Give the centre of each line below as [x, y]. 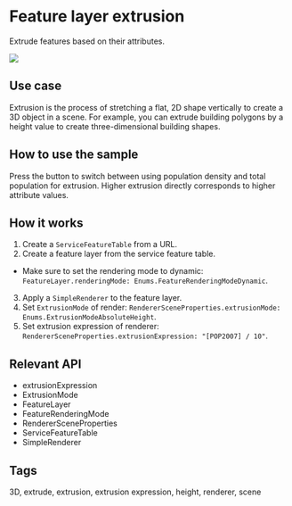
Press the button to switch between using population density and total [138, 176]
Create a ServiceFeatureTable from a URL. [100, 245]
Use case [36, 86]
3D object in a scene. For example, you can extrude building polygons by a [146, 117]
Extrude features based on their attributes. [87, 41]
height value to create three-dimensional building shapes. [115, 126]
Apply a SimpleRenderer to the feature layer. [102, 298]
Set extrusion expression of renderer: [90, 327]
